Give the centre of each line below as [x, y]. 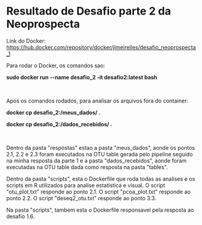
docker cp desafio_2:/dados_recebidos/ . [59, 124]
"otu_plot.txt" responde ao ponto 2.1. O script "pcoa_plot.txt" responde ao [99, 192]
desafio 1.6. [21, 216]
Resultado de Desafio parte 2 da [89, 11]
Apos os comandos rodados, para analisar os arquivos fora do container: [97, 101]
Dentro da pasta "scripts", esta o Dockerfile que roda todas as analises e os [101, 179]
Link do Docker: [26, 41]
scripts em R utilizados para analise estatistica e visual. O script [86, 185]
